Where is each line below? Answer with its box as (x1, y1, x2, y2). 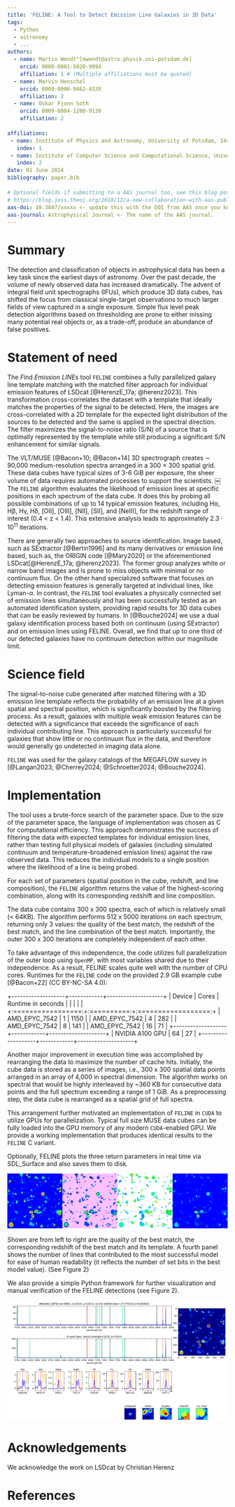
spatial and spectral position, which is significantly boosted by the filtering (7, 704, 222, 712)
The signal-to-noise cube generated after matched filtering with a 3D (7, 689, 206, 698)
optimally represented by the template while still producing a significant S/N (7, 432, 226, 442)
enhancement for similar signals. (7, 440, 101, 449)
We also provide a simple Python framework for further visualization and (7, 1279, 216, 1287)
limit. (7, 642, 22, 650)
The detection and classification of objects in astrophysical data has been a (7, 265, 225, 274)
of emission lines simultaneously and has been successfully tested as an (7, 596, 217, 604)
